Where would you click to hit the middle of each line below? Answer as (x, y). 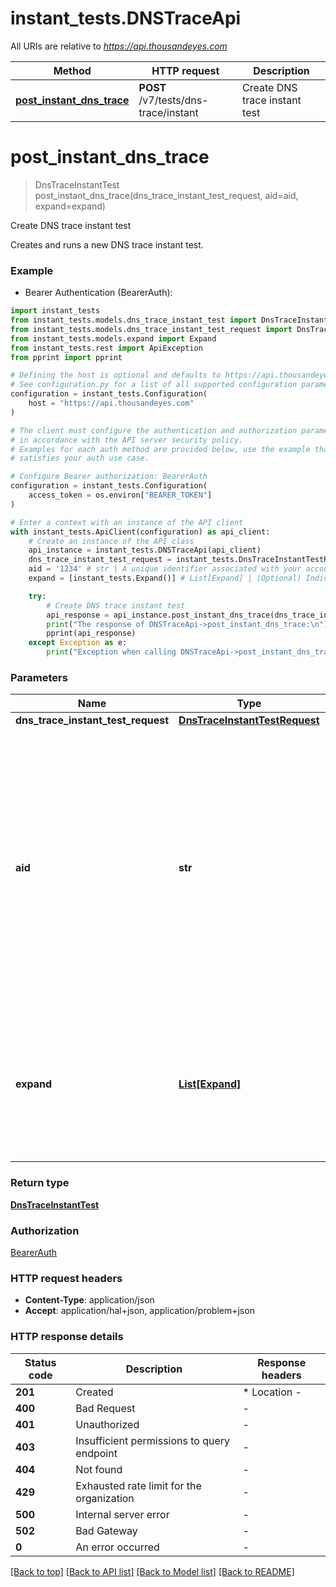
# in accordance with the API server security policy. (127, 440)
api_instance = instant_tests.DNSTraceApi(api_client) (145, 550)
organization (105, 1498)
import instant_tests (55, 311)
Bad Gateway (106, 1530)
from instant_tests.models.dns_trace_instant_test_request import (151, 329)
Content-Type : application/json (89, 1300)
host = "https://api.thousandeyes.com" (111, 403)
